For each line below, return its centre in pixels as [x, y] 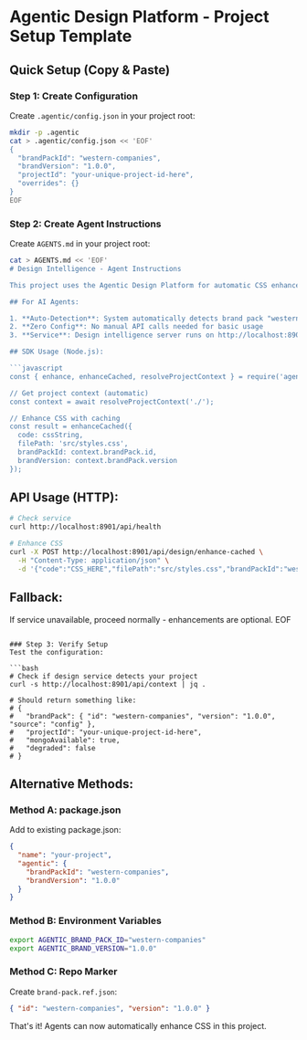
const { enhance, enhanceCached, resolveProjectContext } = [127, 376]
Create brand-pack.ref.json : [64, 992]
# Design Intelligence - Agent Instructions [95, 268]
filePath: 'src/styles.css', [73, 444]
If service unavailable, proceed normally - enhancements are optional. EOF [150, 619]
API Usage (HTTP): [64, 498]
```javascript [37, 368]
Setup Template [71, 36]
